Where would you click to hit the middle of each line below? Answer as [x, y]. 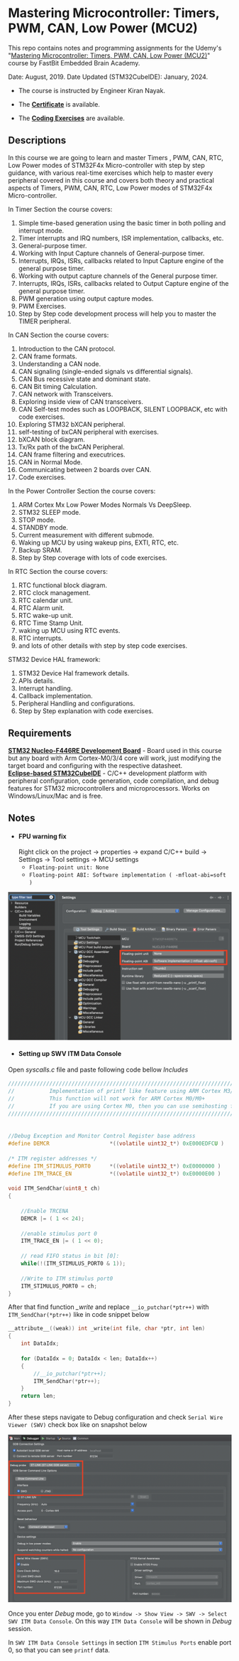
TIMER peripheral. [45, 321]
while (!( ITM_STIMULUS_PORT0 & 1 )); [73, 1264]
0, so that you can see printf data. [59, 1650]
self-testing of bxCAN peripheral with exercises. [88, 432]
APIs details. [37, 680]
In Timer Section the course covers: [60, 209]
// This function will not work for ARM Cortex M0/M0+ [106, 1099]
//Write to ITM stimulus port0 [67, 1278]
